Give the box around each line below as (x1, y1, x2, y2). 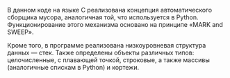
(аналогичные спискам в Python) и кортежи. (7, 64, 140, 71)
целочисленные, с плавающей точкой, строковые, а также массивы (7, 56, 210, 64)
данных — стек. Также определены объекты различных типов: (7, 48, 195, 57)
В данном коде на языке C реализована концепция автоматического (7, 6, 213, 14)
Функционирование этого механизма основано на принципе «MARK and (7, 21, 224, 28)
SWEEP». (7, 28, 34, 36)
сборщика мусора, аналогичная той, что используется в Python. (7, 13, 199, 21)
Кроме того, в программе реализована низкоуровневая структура (7, 41, 206, 49)
